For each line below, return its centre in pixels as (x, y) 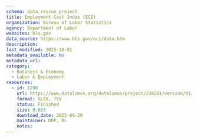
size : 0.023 (31, 110)
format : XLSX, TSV (39, 99)
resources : (19, 83)
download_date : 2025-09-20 (50, 115)
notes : (25, 126)
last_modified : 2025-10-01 (39, 50)
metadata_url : (24, 60)
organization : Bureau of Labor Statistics (59, 22)
